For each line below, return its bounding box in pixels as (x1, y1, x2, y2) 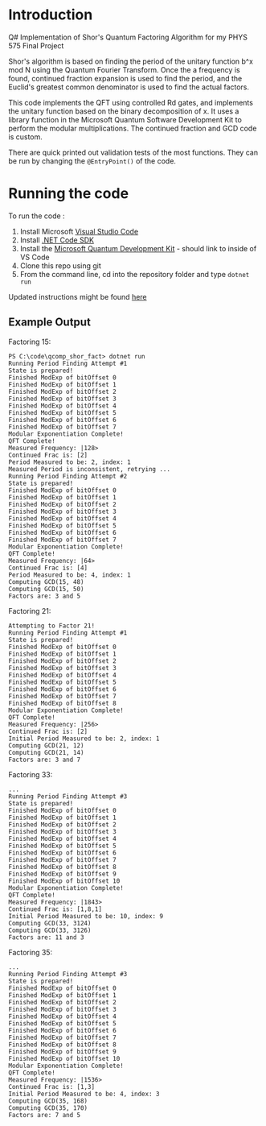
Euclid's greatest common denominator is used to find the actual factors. (8, 82, 250, 92)
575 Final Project (8, 40, 64, 50)
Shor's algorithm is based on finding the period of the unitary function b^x (8, 56, 253, 66)
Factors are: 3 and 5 (8, 592, 81, 600)
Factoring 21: (8, 606, 51, 615)
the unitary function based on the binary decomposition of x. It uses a (8, 106, 239, 116)
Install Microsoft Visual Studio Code (19, 226, 139, 236)
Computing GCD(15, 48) (8, 577, 84, 586)
